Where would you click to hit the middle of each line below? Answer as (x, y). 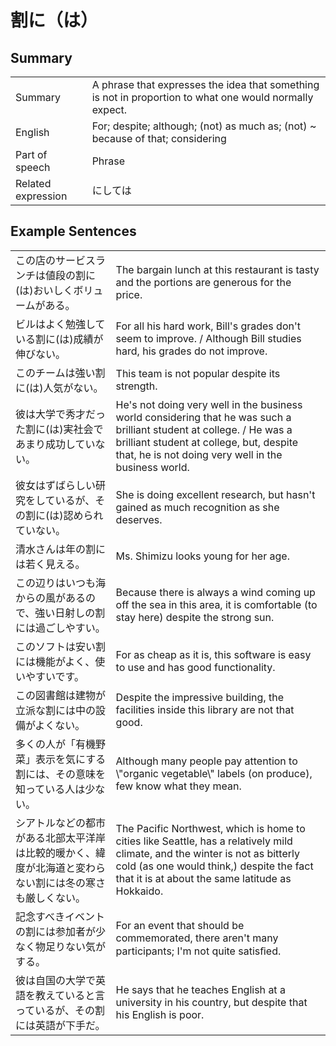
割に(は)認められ (64, 515)
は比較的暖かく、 (56, 853)
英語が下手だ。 (70, 1025)
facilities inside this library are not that (205, 709)
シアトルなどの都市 (61, 823)
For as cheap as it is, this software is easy (213, 654)
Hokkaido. (139, 891)
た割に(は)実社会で (59, 429)
